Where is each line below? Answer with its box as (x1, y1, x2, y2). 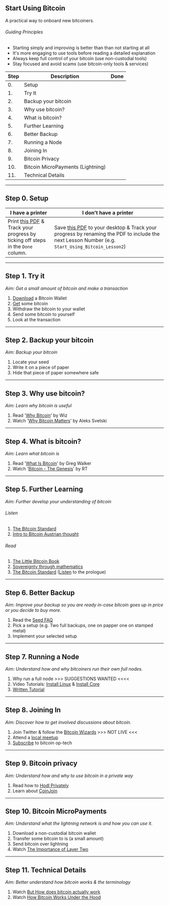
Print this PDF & (8, 217, 45, 224)
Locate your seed (12, 359, 49, 365)
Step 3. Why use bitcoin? (5, 389, 86, 398)
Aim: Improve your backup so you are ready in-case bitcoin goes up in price (5, 602, 163, 608)
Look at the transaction (12, 316, 61, 322)
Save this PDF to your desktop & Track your (54, 224, 157, 231)
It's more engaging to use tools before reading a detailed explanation (12, 50, 156, 56)
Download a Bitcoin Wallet (12, 295, 67, 301)
